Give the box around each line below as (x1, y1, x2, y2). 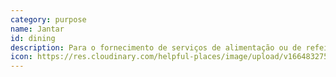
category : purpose (10, 14, 87, 25)
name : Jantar (10, 24, 65, 34)
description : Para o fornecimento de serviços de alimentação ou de (10, 42, 302, 53)
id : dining (10, 33, 56, 43)
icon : (10, 52, 33, 62)
